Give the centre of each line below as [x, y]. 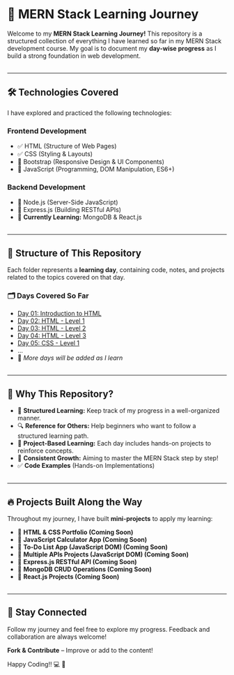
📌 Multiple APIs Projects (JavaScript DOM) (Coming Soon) [103, 554]
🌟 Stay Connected [47, 613]
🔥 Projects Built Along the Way [75, 502]
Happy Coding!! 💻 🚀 [37, 664]
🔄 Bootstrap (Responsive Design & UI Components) [91, 162]
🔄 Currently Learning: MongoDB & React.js [79, 217]
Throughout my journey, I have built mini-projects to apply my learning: [110, 519]
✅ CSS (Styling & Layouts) [55, 154]
